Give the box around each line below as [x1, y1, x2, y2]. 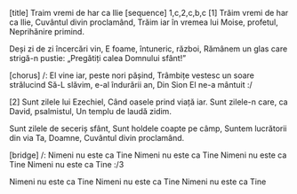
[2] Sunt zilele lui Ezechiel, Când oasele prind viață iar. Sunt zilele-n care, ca [9, 97, 288, 107]
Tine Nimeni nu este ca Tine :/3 [9, 159, 124, 169]
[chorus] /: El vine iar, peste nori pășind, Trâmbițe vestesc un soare [9, 70, 255, 81]
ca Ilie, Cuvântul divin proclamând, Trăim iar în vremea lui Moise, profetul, [9, 17, 278, 27]
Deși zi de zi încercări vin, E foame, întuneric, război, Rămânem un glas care [9, 43, 288, 54]
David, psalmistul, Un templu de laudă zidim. [9, 106, 172, 116]
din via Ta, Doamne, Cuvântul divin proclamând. [9, 133, 185, 143]
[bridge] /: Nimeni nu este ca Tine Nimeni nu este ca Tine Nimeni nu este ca [9, 150, 287, 160]
